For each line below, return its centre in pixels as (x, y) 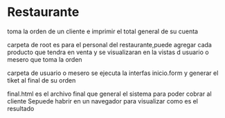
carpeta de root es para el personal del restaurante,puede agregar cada (110, 44)
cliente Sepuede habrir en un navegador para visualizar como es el (103, 101)
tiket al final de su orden (42, 80)
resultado (21, 108)
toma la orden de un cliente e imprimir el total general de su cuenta (103, 31)
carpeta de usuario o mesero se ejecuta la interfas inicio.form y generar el (113, 73)
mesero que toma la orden (45, 59)
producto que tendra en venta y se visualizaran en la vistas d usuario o (108, 52)
